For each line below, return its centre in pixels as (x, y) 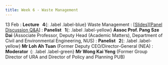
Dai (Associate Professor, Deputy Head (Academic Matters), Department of (84, 35)
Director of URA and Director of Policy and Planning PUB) (65, 57)
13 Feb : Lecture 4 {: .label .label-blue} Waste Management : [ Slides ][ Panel (84, 24)
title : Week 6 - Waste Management (42, 10)
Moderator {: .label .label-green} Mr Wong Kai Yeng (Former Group (76, 51)
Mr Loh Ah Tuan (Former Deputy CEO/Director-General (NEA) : (88, 46)
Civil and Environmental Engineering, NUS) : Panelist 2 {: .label (71, 41)
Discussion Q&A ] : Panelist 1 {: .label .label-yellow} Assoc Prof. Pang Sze (82, 30)
